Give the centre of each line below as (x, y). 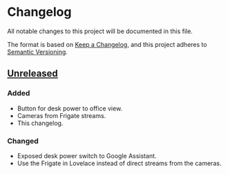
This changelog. (40, 123)
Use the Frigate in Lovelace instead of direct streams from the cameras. (119, 163)
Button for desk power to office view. (70, 108)
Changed (23, 141)
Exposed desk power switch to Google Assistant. (87, 155)
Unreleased (33, 74)
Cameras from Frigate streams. (61, 115)
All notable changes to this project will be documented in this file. (100, 31)
